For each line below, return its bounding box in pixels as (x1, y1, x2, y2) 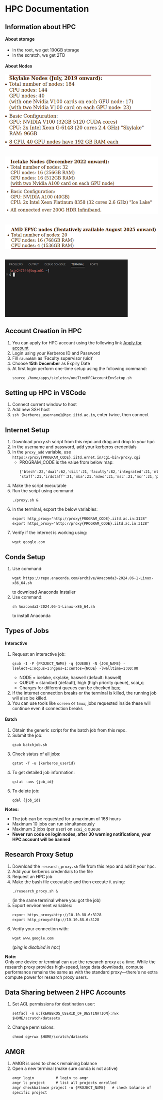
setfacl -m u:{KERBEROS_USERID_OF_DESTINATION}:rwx (12, 1011, 119, 1016)
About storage (5, 36, 35, 42)
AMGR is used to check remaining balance (12, 1061, 97, 1067)
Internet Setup (5, 426, 50, 434)
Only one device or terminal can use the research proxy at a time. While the (5, 959, 156, 965)
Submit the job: (12, 732, 43, 738)
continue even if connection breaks (12, 705, 83, 711)
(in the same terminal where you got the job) (12, 897, 101, 903)
